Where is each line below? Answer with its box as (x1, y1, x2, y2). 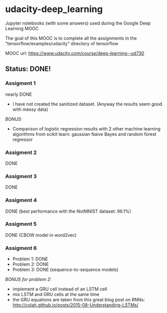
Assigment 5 (5, 221, 37, 228)
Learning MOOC (5, 25, 39, 31)
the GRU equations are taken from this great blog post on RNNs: (12, 297, 145, 303)
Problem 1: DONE (12, 256, 48, 262)
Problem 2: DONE (12, 261, 49, 267)
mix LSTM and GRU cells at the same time (12, 291, 99, 297)
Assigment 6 (5, 244, 37, 251)
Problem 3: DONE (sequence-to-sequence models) (12, 267, 119, 273)
